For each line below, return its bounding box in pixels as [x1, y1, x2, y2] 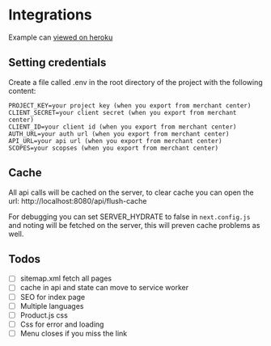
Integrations [8, 6, 93, 24]
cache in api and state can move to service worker [19, 283, 188, 293]
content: [8, 86, 36, 95]
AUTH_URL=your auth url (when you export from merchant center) [8, 129, 230, 138]
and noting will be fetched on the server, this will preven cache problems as [8, 220, 260, 230]
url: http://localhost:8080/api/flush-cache [8, 196, 147, 205]
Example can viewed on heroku [8, 32, 113, 42]
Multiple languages [19, 301, 84, 310]
